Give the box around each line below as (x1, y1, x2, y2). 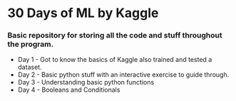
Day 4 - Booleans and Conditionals (17, 85, 120, 94)
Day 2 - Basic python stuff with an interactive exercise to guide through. (17, 70, 230, 79)
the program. (7, 39, 54, 49)
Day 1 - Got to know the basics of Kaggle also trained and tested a (17, 55, 212, 64)
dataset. (17, 63, 42, 72)
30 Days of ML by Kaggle (7, 5, 159, 21)
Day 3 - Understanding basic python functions (17, 78, 155, 87)
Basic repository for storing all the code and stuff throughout (7, 31, 222, 41)
